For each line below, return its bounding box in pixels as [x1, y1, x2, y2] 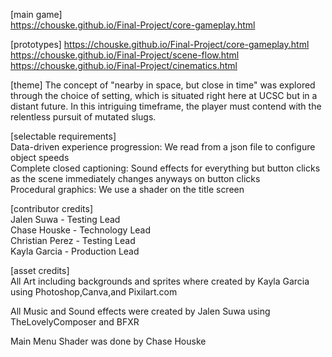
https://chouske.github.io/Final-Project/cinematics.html [10, 60, 238, 71]
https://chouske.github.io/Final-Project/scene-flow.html [10, 49, 240, 61]
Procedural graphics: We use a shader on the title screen [10, 184, 245, 195]
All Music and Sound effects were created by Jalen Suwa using [10, 305, 271, 317]
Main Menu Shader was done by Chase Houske [10, 335, 207, 347]
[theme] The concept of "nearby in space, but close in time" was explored [10, 79, 316, 91]
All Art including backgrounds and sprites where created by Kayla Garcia [10, 275, 310, 287]
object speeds [10, 152, 70, 163]
